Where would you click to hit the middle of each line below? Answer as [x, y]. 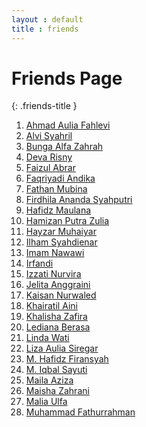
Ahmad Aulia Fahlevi [68, 125]
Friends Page [67, 78]
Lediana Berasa [58, 327]
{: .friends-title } [44, 106]
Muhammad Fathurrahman [80, 412]
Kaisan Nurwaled [61, 295]
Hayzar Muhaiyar [61, 232]
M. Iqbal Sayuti [56, 370]
